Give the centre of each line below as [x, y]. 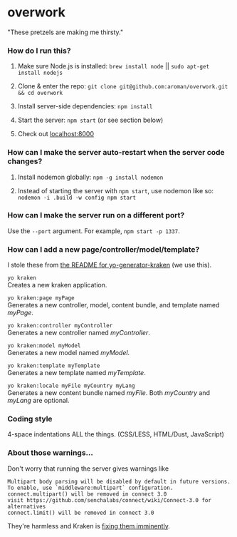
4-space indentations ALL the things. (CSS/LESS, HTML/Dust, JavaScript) [116, 434]
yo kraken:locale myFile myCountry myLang [71, 386]
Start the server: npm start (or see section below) [90, 120]
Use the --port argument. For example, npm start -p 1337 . [94, 231]
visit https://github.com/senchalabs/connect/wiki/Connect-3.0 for [110, 500]
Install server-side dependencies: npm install [85, 106]
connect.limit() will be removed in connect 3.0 [81, 513]
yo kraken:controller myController [60, 326]
